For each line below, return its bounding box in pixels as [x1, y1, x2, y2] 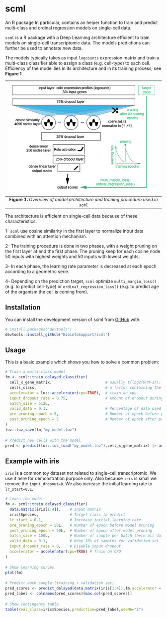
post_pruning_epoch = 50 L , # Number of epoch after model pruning [9, 528, 153, 533]
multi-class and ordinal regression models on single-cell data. [5, 24, 132, 30]
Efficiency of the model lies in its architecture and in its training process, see [5, 65, 162, 71]
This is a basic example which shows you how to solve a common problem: [5, 359, 159, 365]
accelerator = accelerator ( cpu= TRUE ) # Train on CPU [9, 549, 121, 554]
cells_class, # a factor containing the [9, 385, 162, 390]
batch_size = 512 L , [9, 401, 50, 406]
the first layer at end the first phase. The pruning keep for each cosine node [5, 248, 161, 254]
